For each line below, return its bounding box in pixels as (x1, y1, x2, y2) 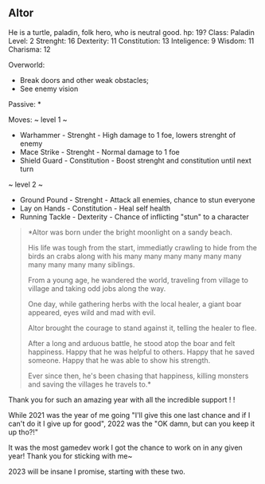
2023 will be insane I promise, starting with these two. (8, 466, 185, 476)
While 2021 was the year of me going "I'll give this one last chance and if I (8, 410, 251, 419)
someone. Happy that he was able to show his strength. (27, 355, 211, 365)
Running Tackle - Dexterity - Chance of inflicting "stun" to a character (19, 211, 249, 222)
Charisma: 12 (8, 44, 51, 54)
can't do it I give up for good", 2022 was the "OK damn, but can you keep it (8, 419, 255, 428)
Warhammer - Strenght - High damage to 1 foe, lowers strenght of (19, 130, 236, 140)
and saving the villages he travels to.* (27, 379, 151, 389)
